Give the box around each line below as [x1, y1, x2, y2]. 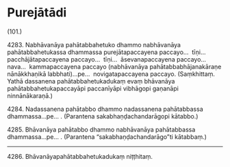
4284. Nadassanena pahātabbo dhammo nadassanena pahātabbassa [7, 105, 203, 113]
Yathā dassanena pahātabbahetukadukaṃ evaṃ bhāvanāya [7, 77, 175, 85]
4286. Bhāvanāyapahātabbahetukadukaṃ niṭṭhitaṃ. [7, 152, 153, 160]
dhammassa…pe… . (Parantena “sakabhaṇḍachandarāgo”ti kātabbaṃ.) [7, 132, 207, 141]
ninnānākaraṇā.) [7, 91, 53, 100]
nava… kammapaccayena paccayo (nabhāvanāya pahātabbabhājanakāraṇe [7, 62, 222, 70]
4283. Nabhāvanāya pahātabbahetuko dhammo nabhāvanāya [7, 40, 181, 49]
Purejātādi [7, 5, 67, 21]
